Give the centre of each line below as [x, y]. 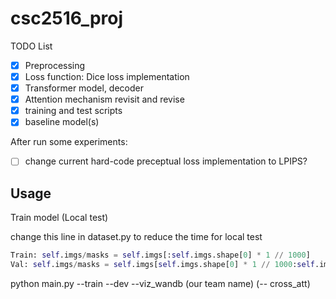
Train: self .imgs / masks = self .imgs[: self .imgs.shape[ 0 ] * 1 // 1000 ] [160, 255]
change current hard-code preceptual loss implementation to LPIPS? [166, 161]
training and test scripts [73, 111]
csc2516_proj [67, 18]
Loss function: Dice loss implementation [107, 76]
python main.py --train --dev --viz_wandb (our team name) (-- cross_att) [160, 283]
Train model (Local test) [59, 218]
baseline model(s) [62, 122]
